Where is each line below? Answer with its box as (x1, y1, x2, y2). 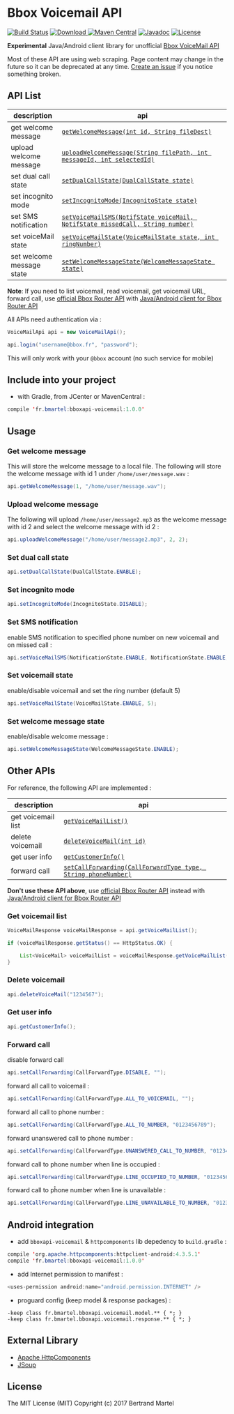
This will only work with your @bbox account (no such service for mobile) (7, 353, 214, 362)
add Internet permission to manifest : (17, 1270, 123, 1278)
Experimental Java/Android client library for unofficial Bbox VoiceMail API (7, 41, 219, 50)
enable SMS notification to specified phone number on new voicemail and (7, 633, 219, 641)
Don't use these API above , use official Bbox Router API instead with (7, 886, 205, 895)
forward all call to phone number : (7, 1107, 104, 1116)
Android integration (7, 1219, 94, 1231)
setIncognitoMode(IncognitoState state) (61, 197, 198, 204)
